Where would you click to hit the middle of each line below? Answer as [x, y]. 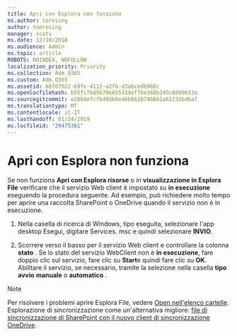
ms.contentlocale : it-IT [44, 112]
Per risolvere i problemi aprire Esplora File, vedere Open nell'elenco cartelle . [118, 303]
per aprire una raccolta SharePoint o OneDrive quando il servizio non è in [114, 203]
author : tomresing [34, 27]
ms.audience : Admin [36, 47]
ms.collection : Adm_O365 [44, 73]
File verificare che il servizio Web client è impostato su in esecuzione [109, 187]
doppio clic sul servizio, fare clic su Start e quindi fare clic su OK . [112, 260]
